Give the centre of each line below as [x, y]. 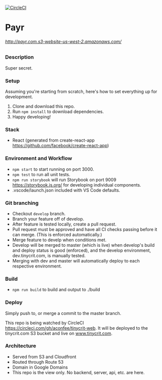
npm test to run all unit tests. [41, 174]
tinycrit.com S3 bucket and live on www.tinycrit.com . [59, 333]
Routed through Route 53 [38, 362]
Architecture [21, 346]
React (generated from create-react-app [53, 140]
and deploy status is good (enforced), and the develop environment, [81, 250]
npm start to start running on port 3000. [53, 169]
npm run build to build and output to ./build [56, 290]
